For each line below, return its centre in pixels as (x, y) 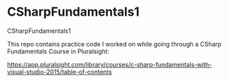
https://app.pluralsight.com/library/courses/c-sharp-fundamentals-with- (110, 64)
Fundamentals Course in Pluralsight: (58, 51)
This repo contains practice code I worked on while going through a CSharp (114, 44)
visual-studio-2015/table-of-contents (59, 72)
